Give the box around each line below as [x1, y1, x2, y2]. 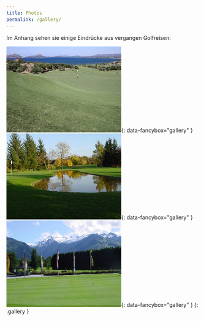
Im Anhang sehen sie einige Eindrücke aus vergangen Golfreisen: [6, 34, 172, 41]
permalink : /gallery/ [6, 16, 62, 23]
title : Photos [6, 10, 43, 16]
